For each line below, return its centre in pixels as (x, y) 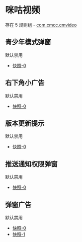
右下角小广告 (25, 83)
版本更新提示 (25, 123)
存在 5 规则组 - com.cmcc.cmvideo (41, 25)
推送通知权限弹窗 (31, 164)
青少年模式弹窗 (28, 42)
